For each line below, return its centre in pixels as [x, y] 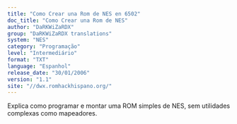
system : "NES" [28, 40]
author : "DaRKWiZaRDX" [41, 27]
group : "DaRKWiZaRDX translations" [60, 33]
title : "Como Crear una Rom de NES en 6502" [74, 14]
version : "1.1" [30, 79]
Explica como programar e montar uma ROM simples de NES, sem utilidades [119, 106]
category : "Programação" [44, 46]
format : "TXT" [28, 60]
